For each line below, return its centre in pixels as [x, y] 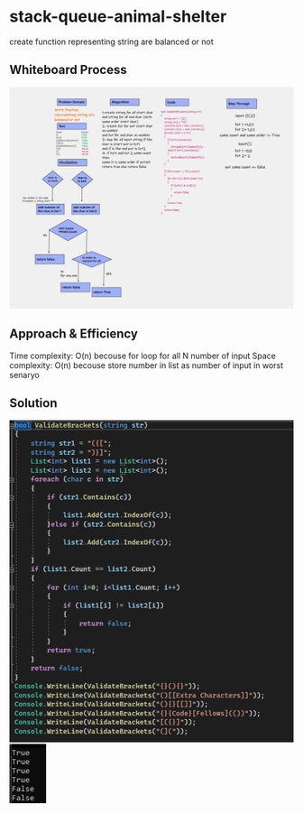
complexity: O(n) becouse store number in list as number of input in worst [147, 365]
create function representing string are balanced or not [111, 42]
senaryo [25, 374]
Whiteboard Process [69, 70]
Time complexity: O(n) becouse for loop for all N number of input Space [143, 356]
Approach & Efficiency [73, 334]
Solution [33, 403]
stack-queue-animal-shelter [118, 17]
